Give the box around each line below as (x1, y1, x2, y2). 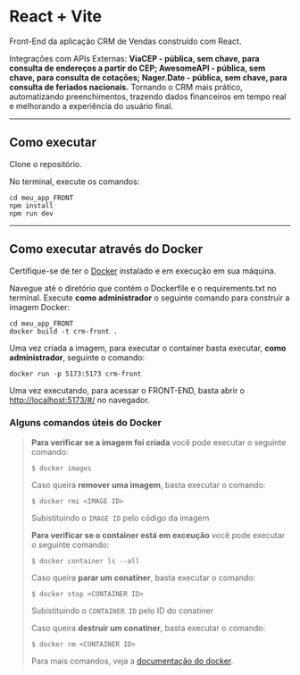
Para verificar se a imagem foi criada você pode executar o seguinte (30, 436, 287, 448)
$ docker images (30, 463, 92, 473)
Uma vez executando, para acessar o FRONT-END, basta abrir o (9, 384, 246, 395)
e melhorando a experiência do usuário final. (9, 100, 174, 111)
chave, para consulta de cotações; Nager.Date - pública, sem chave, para (9, 72, 287, 82)
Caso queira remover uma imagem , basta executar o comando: (30, 479, 266, 490)
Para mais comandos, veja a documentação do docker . (30, 655, 234, 666)
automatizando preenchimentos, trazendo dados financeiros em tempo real (9, 91, 287, 102)
